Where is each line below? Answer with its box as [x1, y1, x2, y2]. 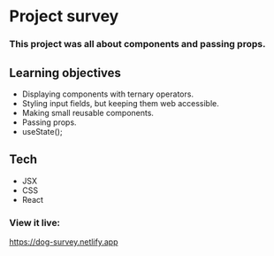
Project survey [9, 6, 119, 27]
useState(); [21, 126, 64, 136]
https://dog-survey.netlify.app [9, 237, 118, 247]
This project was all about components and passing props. [9, 38, 266, 50]
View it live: [9, 216, 60, 229]
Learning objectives [9, 65, 122, 81]
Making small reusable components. [21, 107, 155, 118]
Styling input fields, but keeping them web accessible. [21, 97, 219, 108]
